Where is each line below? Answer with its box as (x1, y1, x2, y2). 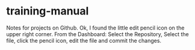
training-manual (6, 4, 89, 18)
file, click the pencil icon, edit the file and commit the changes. (6, 37, 161, 44)
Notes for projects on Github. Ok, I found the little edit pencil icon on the (6, 24, 185, 31)
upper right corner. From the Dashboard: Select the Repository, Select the (6, 30, 189, 37)
